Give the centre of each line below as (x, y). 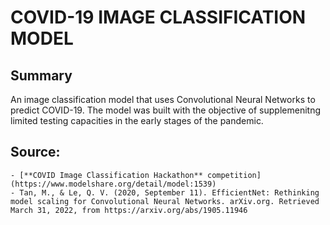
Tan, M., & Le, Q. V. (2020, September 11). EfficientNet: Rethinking (169, 192)
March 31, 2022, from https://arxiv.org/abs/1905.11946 (129, 210)
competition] (234, 175)
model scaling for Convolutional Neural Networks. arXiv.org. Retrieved (165, 201)
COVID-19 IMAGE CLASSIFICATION (158, 17)
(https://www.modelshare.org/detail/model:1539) (113, 184)
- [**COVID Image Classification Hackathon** (106, 175)
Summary (41, 75)
